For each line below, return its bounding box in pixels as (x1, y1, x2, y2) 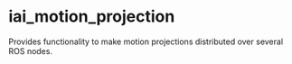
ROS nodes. (8, 45, 53, 56)
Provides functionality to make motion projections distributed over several (8, 36, 284, 47)
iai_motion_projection (8, 6, 175, 27)
